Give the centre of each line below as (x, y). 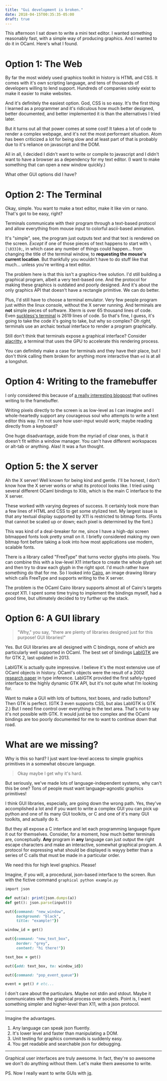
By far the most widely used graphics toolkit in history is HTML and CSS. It (82, 78)
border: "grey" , (33, 944)
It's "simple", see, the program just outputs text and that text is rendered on (82, 238)
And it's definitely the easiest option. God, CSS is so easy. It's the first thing (83, 103)
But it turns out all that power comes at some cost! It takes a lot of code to (81, 129)
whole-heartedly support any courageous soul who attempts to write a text (82, 416)
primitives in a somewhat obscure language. (50, 764)
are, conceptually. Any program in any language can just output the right (80, 839)
